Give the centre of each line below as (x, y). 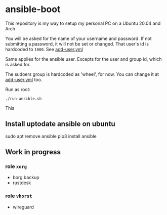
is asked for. (18, 64)
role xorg (16, 166)
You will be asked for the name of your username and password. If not (78, 38)
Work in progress (33, 152)
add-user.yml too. (24, 79)
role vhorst (19, 196)
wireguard (23, 207)
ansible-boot (33, 9)
